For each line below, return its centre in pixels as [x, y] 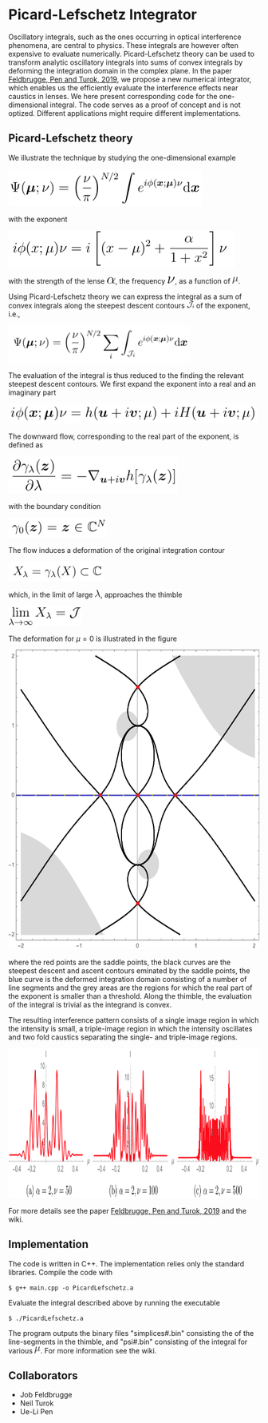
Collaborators [43, 1375]
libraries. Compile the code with [61, 1272]
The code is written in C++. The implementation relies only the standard [126, 1263]
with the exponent [38, 219]
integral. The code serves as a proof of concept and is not [145, 105]
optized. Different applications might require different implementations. [125, 113]
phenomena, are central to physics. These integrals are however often [124, 45]
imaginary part [32, 392]
